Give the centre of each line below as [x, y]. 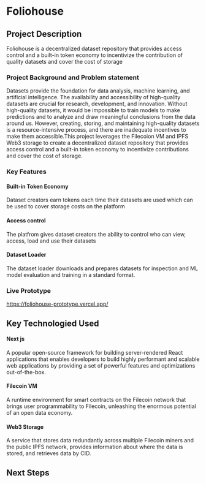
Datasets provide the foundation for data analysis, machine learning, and [98, 91]
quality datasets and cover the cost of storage [65, 62]
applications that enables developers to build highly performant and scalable [103, 359]
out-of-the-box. [26, 372]
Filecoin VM [22, 386]
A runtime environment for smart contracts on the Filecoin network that [96, 399]
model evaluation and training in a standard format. [71, 274]
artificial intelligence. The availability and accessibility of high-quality [93, 97]
